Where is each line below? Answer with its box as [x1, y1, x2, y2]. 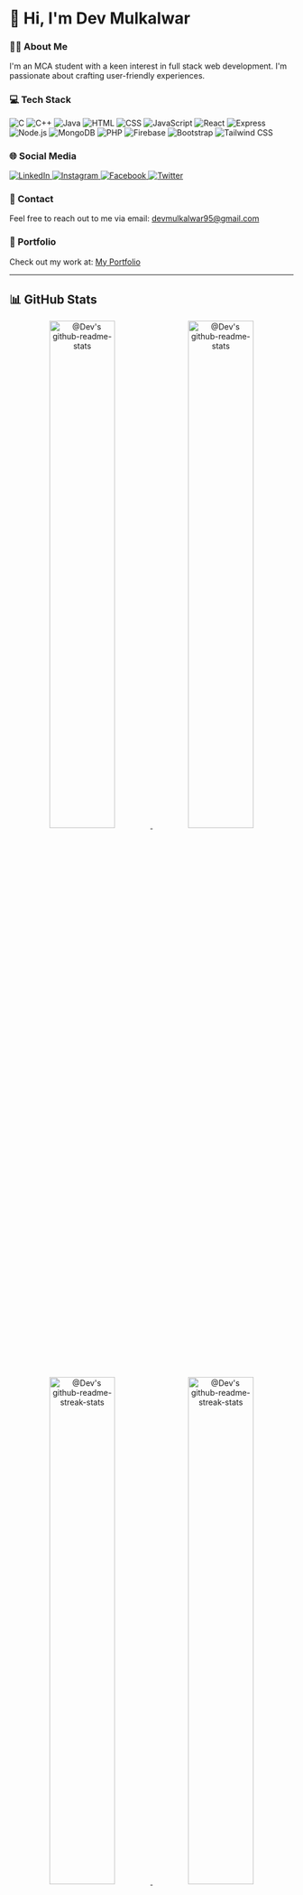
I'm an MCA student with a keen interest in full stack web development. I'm [9, 60, 288, 71]
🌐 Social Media [9, 149, 77, 162]
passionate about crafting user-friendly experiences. [9, 70, 206, 81]
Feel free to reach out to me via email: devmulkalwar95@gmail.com [9, 213, 260, 224]
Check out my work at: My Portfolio [9, 256, 142, 267]
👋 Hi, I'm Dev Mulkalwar [9, 8, 191, 29]
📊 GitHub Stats [9, 293, 97, 308]
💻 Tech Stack [9, 94, 72, 107]
